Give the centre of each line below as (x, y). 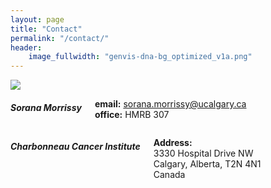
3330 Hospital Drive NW (203, 153)
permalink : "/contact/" (60, 38)
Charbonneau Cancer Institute (75, 146)
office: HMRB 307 (132, 115)
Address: (173, 143)
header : (26, 47)
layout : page (37, 19)
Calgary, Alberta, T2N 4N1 (207, 164)
